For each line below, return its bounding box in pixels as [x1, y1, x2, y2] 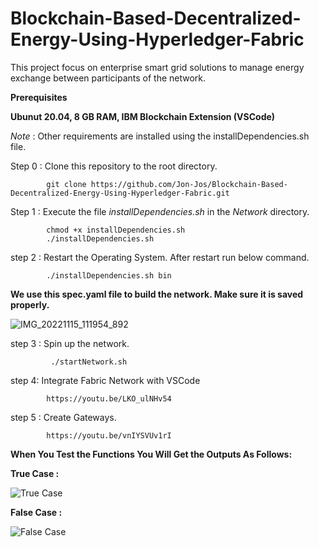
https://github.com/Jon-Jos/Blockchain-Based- [90, 179, 288, 189]
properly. [10, 298, 50, 311]
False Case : [10, 506, 63, 518]
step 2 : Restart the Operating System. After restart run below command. [10, 251, 310, 263]
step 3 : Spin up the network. [10, 337, 130, 349]
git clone [46, 179, 87, 189]
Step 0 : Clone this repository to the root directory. [10, 160, 218, 172]
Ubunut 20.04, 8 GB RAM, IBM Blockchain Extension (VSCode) [10, 110, 276, 122]
